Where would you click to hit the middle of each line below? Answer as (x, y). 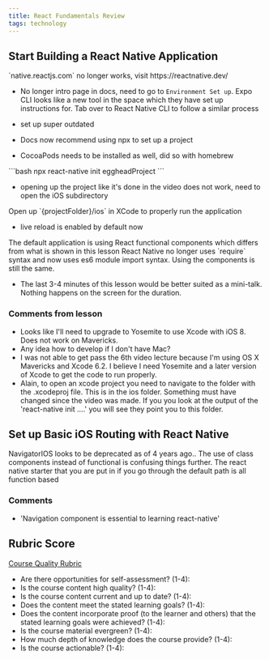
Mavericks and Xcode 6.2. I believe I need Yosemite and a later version (138, 366)
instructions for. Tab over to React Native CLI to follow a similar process (139, 109)
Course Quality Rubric (45, 563)
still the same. (32, 269)
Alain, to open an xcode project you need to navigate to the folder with (138, 383)
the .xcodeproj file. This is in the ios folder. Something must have (128, 392)
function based (34, 479)
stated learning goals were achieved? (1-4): (92, 622)
